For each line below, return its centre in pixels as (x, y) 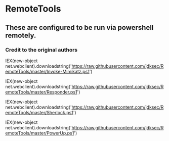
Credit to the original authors (41, 50)
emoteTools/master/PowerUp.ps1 (40, 133)
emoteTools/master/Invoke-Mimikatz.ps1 (47, 71)
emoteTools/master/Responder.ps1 (41, 92)
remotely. (21, 35)
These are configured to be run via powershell (79, 28)
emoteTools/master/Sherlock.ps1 (39, 112)
